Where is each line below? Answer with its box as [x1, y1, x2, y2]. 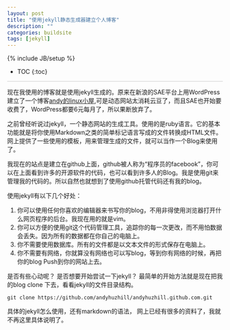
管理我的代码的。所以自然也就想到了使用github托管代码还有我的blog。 [7, 177, 205, 186]
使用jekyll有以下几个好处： [7, 192, 82, 200]
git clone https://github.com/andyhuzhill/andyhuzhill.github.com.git [7, 294, 213, 301]
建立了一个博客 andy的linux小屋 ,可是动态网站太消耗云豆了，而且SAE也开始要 [7, 97, 222, 105]
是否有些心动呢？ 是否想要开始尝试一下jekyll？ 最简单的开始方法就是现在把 [7, 272, 217, 281]
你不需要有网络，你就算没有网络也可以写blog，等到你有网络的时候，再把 [16, 249, 222, 257]
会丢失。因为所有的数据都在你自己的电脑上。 [16, 232, 144, 240]
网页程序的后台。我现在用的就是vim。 [23, 215, 130, 223]
